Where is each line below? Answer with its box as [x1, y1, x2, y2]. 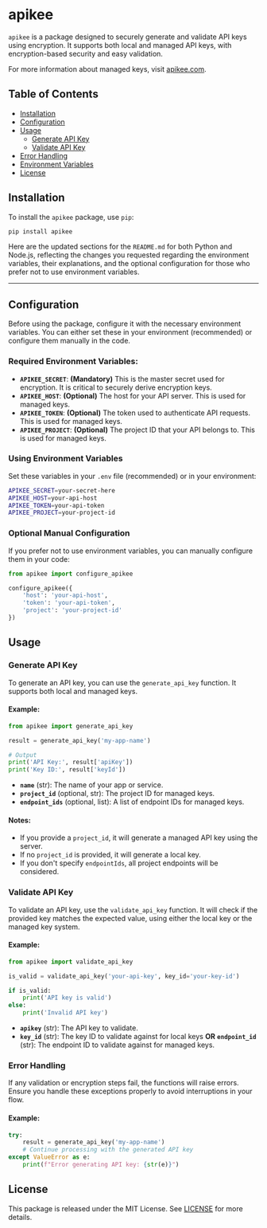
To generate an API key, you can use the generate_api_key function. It [8, 677, 237, 687]
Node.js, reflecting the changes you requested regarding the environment [8, 250, 250, 260]
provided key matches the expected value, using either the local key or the [8, 913, 253, 923]
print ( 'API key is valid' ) [22, 994, 112, 1002]
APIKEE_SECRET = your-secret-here [8, 486, 115, 495]
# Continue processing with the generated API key [22, 1146, 194, 1154]
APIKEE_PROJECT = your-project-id [8, 508, 115, 517]
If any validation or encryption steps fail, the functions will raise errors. [8, 1078, 240, 1088]
